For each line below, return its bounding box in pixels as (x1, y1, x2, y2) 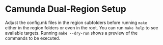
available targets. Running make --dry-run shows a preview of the (5, 30, 138, 36)
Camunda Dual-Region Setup (5, 3, 127, 15)
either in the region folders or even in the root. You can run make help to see (5, 24, 159, 30)
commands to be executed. (5, 35, 60, 41)
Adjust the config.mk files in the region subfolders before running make (5, 20, 147, 25)
